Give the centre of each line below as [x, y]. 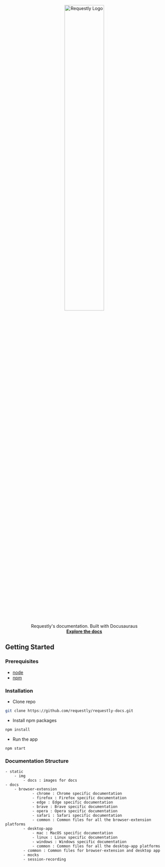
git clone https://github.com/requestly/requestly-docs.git [69, 711]
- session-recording [45, 859]
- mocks [31, 855]
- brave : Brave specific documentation [75, 807]
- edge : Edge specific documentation [72, 802]
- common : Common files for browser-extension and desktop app [92, 850]
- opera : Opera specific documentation [75, 811]
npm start [16, 748]
